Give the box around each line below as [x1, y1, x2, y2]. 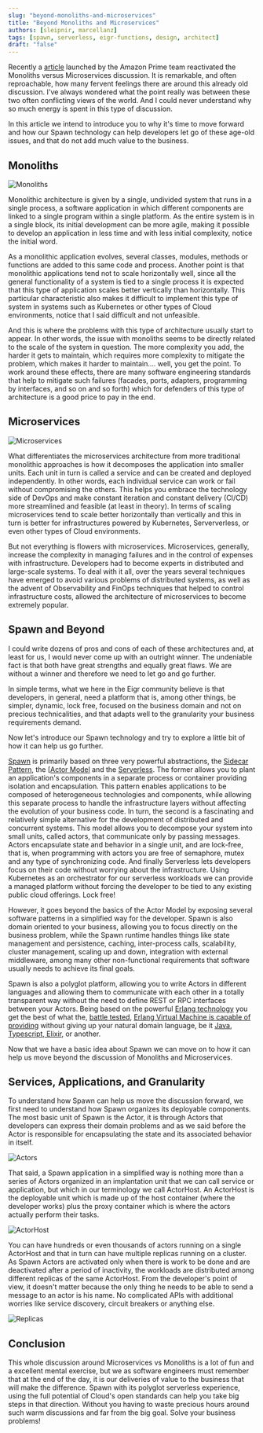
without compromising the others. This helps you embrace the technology [8, 484, 247, 494]
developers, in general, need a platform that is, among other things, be [8, 693, 236, 702]
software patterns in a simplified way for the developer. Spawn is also [8, 913, 233, 923]
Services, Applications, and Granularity [8, 1075, 206, 1089]
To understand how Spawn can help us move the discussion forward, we [8, 1096, 243, 1105]
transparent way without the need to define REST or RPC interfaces [8, 995, 226, 1005]
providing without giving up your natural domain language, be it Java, [8, 1020, 232, 1030]
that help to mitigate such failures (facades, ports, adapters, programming [8, 375, 247, 385]
